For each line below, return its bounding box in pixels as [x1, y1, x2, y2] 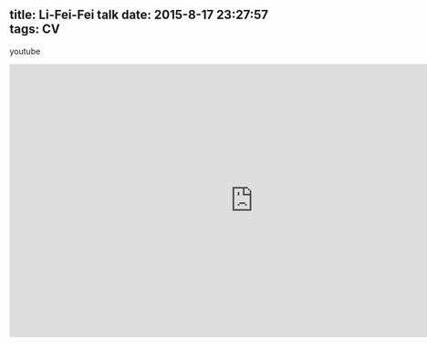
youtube [9, 46, 41, 56]
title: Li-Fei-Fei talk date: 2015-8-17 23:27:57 [9, 7, 269, 23]
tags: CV [9, 22, 61, 37]
